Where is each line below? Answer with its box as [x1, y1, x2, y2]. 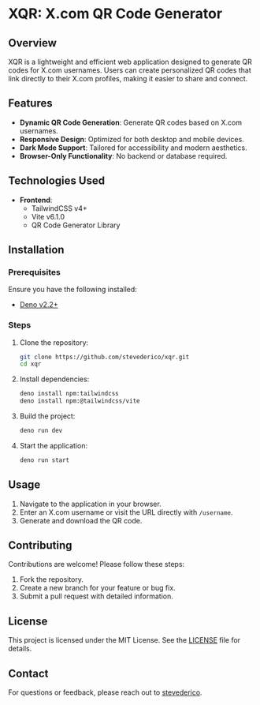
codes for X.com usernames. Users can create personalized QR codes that [8, 66, 252, 75]
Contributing [8, 538, 72, 553]
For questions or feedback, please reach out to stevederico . [8, 688, 202, 697]
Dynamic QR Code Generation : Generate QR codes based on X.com [19, 118, 243, 127]
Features [8, 96, 53, 111]
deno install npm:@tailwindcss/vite [19, 397, 140, 405]
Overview [8, 36, 58, 50]
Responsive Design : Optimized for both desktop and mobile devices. [19, 134, 244, 144]
